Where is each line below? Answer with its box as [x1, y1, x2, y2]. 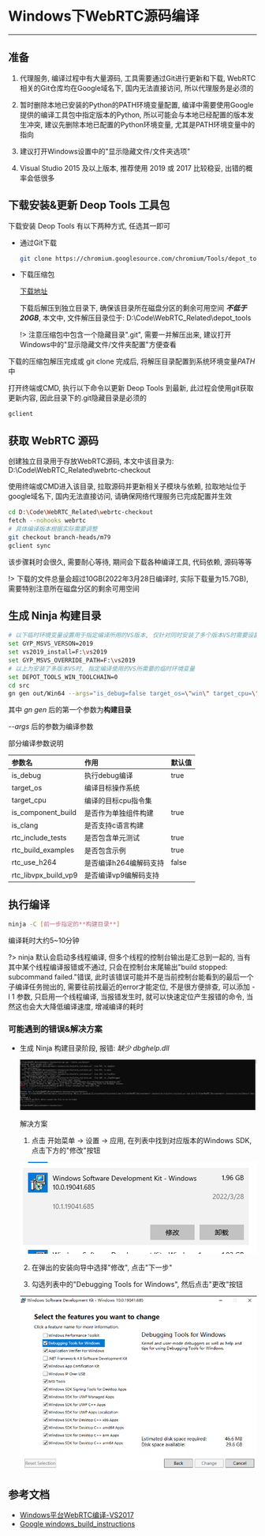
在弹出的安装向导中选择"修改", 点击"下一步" [31, 1262, 173, 1273]
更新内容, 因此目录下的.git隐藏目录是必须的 [8, 393, 147, 403]
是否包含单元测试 [84, 833, 140, 843]
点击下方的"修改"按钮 [31, 1145, 101, 1155]
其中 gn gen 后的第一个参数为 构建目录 [8, 705, 132, 715]
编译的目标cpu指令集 [84, 795, 152, 805]
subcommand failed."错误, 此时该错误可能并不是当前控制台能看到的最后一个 [8, 972, 254, 982]
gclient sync [8, 542, 51, 549]
